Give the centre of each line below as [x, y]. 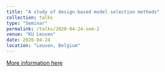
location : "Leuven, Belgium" [43, 46]
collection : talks [30, 18]
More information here [35, 63]
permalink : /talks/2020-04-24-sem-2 [53, 29]
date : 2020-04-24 [28, 40]
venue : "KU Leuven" [31, 34]
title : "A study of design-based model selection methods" [83, 12]
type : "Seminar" [27, 23]
